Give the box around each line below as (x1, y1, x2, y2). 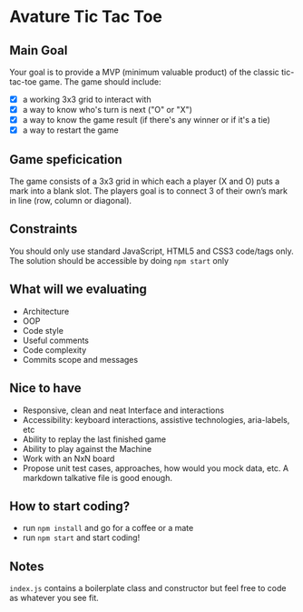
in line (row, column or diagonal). (9, 196, 132, 206)
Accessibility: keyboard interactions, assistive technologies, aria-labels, (22, 414, 290, 425)
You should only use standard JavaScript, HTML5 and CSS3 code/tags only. (9, 246, 295, 256)
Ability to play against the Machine (22, 443, 152, 454)
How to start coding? (9, 498, 131, 514)
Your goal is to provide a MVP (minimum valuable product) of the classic (9, 66, 279, 77)
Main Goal (9, 43, 68, 58)
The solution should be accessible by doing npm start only (9, 255, 230, 266)
